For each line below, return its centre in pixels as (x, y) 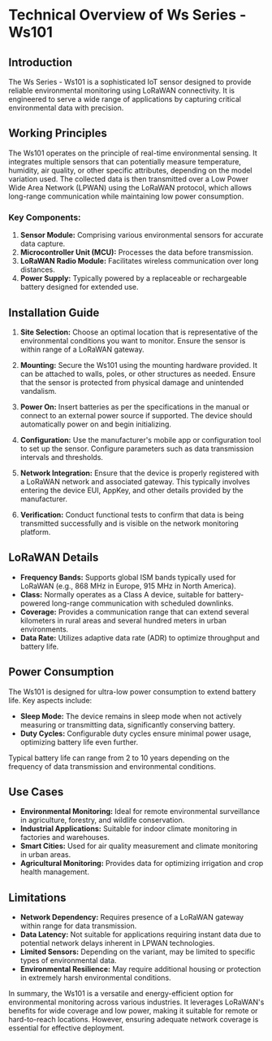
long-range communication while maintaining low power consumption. (126, 196)
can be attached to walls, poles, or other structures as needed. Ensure (138, 374)
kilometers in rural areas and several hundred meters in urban (123, 620)
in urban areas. (45, 855)
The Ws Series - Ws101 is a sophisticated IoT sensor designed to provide (130, 82)
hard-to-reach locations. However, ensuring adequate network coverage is (134, 1020)
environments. (44, 629)
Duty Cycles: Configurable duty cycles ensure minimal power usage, (136, 733)
